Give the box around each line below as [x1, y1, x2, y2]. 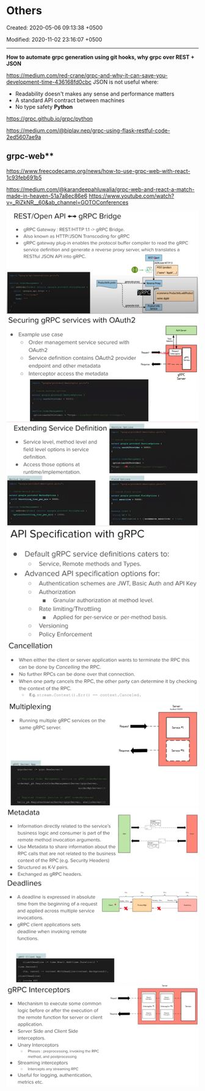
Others [6, 4, 43, 18]
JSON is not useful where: [92, 78, 159, 86]
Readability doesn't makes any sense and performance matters [15, 90, 175, 97]
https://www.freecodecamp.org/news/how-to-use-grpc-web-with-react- [6, 167, 190, 174]
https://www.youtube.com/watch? [88, 192, 174, 199]
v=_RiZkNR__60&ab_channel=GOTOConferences [6, 198, 129, 206]
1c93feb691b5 [6, 174, 42, 181]
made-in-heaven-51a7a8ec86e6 [6, 192, 88, 199]
